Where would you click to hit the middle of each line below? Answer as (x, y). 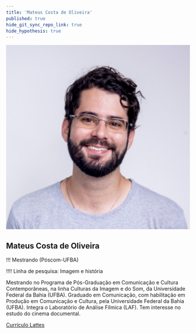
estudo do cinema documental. (43, 314)
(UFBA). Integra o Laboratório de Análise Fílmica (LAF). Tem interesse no (93, 308)
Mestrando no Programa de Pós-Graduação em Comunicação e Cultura (92, 283)
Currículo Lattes (25, 325)
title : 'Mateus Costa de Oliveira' (49, 12)
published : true (26, 18)
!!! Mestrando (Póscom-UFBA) (42, 260)
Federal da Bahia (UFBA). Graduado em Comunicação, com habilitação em (96, 295)
